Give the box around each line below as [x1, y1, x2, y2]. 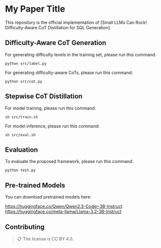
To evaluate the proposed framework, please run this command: [5, 159, 134, 164]
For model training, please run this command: [5, 105, 96, 111]
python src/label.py [5, 61, 47, 66]
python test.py [5, 168, 36, 173]
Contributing [5, 223, 45, 231]
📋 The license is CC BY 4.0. [17, 236, 74, 242]
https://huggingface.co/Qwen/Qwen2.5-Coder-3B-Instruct [5, 203, 123, 210]
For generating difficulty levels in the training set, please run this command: [5, 52, 157, 57]
